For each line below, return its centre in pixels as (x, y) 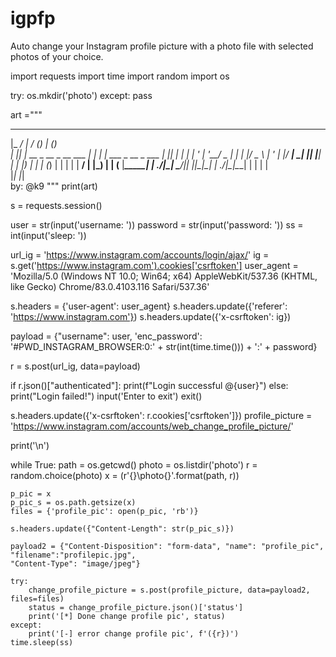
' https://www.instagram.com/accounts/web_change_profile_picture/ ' (152, 426)
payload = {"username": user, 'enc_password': (106, 336)
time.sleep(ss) (42, 642)
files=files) (37, 598)
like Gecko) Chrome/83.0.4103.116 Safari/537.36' (110, 286)
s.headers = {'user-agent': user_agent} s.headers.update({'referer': (149, 306)
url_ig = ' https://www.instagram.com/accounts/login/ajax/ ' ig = (140, 254)
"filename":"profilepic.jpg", (73, 555)
